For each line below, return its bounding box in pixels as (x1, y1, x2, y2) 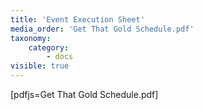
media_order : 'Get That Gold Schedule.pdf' (10, 24, 195, 34)
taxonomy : (10, 33, 52, 43)
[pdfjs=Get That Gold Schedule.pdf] (10, 89, 159, 100)
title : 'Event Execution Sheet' (10, 14, 145, 25)
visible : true (10, 61, 70, 71)
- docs (46, 52, 74, 62)
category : (28, 42, 70, 53)
